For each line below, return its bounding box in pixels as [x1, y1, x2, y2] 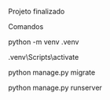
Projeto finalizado [8, 7, 65, 16]
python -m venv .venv [8, 37, 79, 46]
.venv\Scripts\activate [8, 53, 79, 61]
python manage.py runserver [8, 83, 102, 92]
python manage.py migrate [8, 68, 96, 77]
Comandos [8, 22, 44, 31]
